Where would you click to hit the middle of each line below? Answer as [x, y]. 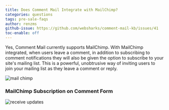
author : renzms [21, 24]
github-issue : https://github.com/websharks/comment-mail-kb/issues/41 [82, 28]
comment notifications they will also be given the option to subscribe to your [84, 58]
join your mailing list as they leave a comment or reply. [62, 68]
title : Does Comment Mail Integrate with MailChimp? [62, 10]
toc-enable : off [22, 33]
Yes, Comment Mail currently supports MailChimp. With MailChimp [74, 47]
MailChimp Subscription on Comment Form [59, 91]
